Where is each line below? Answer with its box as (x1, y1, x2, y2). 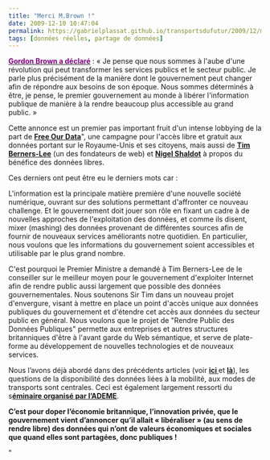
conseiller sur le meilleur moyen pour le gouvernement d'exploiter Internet (8, 273, 254, 283)
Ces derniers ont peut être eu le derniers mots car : (8, 173, 178, 183)
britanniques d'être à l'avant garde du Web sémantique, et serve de (8, 333, 231, 342)
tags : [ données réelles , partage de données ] (8, 34, 163, 43)
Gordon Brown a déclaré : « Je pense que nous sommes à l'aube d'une (8, 56, 245, 66)
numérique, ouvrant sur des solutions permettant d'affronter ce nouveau (8, 197, 249, 207)
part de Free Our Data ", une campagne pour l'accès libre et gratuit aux (8, 132, 243, 142)
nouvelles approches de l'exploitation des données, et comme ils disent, (8, 214, 247, 224)
